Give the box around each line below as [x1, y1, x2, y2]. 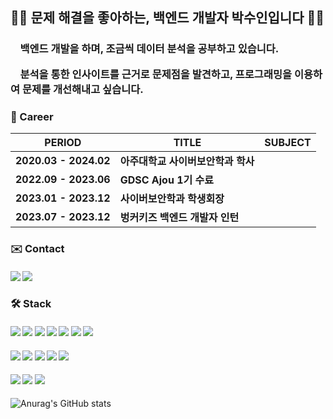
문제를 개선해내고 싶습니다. [21, 82, 144, 96]
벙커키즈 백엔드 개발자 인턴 [119, 210, 240, 224]
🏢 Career [10, 109, 54, 123]
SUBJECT [264, 135, 312, 149]
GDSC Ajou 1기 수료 [119, 173, 214, 187]
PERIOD [44, 135, 82, 149]
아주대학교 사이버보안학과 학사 [119, 154, 255, 168]
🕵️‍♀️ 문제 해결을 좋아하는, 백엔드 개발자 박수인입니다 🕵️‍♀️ [10, 9, 325, 27]
